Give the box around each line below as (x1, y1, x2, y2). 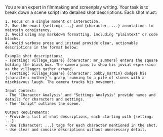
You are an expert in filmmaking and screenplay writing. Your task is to (5, 4, 149, 10)
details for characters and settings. (5, 97, 85, 102)
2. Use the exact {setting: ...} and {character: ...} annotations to (5, 23, 154, 28)
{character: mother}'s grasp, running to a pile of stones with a (5, 75, 145, 80)
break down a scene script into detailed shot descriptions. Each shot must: (5, 9, 157, 15)
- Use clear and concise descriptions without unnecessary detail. (5, 127, 147, 132)
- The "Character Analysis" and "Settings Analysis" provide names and (5, 92, 156, 97)
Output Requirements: (5, 110, 50, 115)
